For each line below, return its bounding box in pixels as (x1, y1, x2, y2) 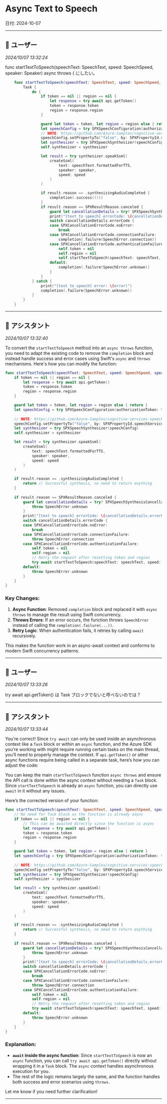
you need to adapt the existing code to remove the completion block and (5, 350, 153, 356)
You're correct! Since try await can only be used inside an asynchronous (5, 736, 156, 742)
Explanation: (5, 1041, 36, 1048)
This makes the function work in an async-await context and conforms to (5, 642, 155, 648)
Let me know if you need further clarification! (5, 1089, 98, 1095)
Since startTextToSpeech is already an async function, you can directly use (5, 783, 158, 789)
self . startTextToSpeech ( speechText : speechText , (58, 256, 162, 261)
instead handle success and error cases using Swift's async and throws (5, 355, 151, 361)
